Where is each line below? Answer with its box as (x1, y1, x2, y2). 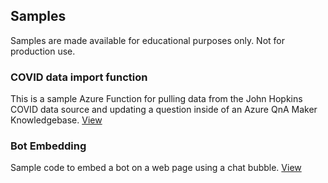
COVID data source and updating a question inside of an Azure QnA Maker (10, 104, 318, 116)
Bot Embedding (10, 139, 87, 153)
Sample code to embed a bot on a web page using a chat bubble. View (10, 162, 302, 174)
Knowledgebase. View (10, 114, 103, 126)
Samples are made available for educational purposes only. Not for (10, 34, 286, 46)
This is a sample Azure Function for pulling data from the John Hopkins (10, 93, 303, 105)
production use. (10, 45, 76, 57)
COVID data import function (10, 70, 148, 84)
